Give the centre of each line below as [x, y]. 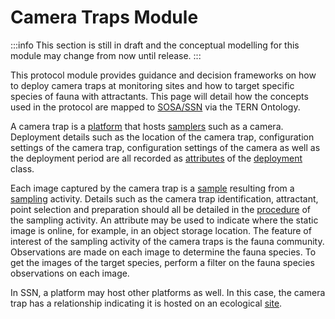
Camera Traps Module [104, 17]
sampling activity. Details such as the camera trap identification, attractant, [164, 198]
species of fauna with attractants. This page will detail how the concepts [159, 96]
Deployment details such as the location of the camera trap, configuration [162, 137]
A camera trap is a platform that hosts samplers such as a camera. [147, 126]
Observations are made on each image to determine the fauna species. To [163, 252]
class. [22, 168]
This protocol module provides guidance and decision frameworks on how [163, 75]
